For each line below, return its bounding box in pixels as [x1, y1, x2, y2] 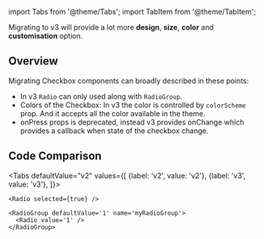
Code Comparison [8, 149, 103, 163]
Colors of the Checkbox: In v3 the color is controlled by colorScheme [19, 100, 246, 110]
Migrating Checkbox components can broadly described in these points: [8, 76, 249, 86]
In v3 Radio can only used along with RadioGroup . [19, 91, 183, 101]
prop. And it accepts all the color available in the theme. [19, 108, 206, 118]
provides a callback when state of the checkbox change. [19, 125, 209, 136]
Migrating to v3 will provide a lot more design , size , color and [8, 23, 214, 31]
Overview [8, 54, 59, 68]
